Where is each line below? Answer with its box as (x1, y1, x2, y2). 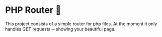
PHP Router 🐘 (5, 4, 61, 16)
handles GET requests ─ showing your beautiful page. (5, 26, 116, 32)
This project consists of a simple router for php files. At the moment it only (5, 21, 158, 27)
